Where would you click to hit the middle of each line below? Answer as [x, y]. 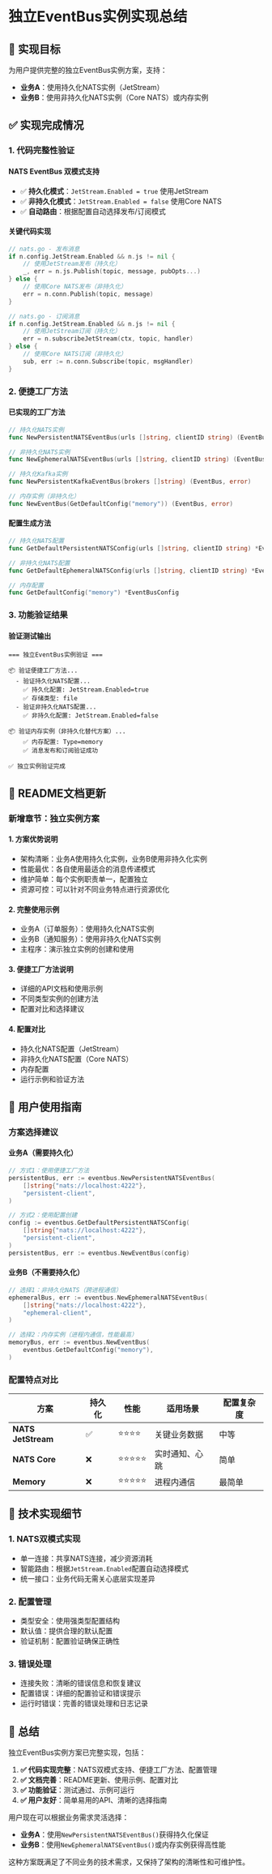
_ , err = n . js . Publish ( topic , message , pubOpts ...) [112, 272]
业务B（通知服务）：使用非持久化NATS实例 [90, 939]
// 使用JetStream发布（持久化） [72, 264]
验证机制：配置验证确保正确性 [70, 1641]
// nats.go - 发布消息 [44, 249]
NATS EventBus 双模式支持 [54, 171]
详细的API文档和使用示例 [62, 989]
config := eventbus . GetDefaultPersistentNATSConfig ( [99, 1223]
